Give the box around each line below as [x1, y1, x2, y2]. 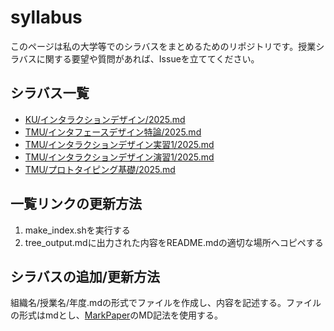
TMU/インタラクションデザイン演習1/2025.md [24, 151, 215, 163]
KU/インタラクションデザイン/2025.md [24, 113, 186, 125]
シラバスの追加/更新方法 [10, 268, 160, 285]
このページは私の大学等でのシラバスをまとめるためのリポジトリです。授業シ [10, 40, 325, 52]
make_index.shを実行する [24, 224, 131, 236]
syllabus [10, 6, 83, 29]
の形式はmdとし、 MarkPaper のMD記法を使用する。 [10, 309, 224, 321]
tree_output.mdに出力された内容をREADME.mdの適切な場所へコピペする [24, 236, 324, 248]
